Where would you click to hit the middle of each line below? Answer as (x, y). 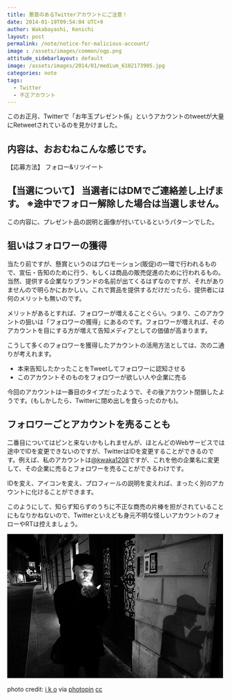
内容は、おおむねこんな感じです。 (79, 149)
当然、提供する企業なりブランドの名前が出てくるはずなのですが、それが (110, 281)
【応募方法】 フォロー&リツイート (55, 167)
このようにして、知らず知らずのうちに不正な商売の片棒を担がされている (109, 506)
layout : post (26, 37)
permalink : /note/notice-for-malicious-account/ (78, 44)
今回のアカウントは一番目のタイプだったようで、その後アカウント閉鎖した (113, 392)
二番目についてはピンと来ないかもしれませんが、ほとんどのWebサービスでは (116, 442)
